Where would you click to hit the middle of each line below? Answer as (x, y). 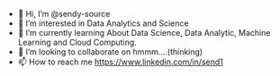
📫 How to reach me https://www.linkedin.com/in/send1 (120, 62)
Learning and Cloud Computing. (77, 42)
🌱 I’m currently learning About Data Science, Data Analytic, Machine (144, 33)
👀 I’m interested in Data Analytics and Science (103, 23)
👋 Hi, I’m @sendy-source (64, 14)
